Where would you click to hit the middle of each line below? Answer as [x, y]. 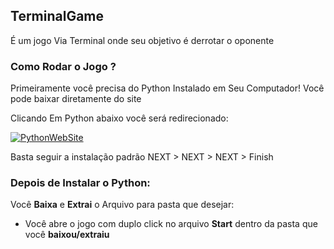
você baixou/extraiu [67, 235]
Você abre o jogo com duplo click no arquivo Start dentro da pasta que [171, 224]
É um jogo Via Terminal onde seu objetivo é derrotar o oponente [142, 40]
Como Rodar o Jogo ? [63, 66]
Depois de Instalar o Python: [80, 183]
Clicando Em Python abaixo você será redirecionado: [119, 118]
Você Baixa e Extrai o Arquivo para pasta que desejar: [122, 205]
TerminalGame [57, 16]
